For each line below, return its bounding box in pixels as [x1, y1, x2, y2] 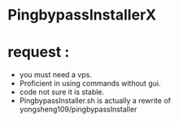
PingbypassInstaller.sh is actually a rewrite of [19, 96, 172, 106]
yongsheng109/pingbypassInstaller [19, 104, 138, 115]
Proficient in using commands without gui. [19, 79, 161, 89]
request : [7, 43, 70, 62]
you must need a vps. [19, 70, 93, 80]
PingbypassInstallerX [7, 6, 156, 24]
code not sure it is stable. [19, 87, 105, 97]
